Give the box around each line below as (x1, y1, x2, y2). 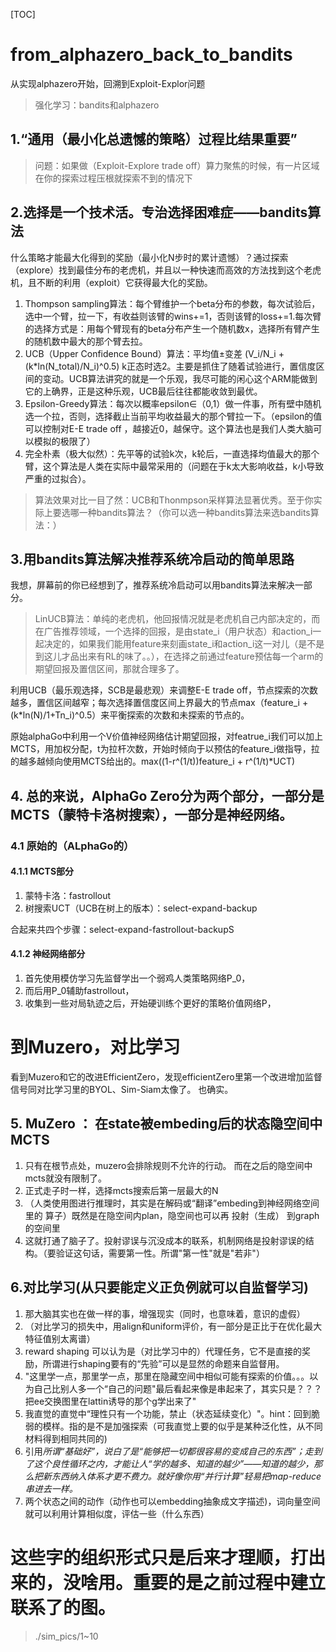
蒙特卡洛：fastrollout (24, 889, 112, 901)
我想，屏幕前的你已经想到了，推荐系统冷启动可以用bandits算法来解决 (10, 579, 295, 591)
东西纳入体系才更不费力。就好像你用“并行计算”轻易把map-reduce (51, 1470, 322, 1482)
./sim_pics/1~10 (34, 1630, 99, 1642)
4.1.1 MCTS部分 (10, 865, 75, 878)
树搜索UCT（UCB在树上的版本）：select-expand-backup (24, 902, 258, 914)
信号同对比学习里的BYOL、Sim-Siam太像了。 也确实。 (10, 1084, 234, 1096)
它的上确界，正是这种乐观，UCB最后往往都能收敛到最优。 (24, 385, 263, 397)
